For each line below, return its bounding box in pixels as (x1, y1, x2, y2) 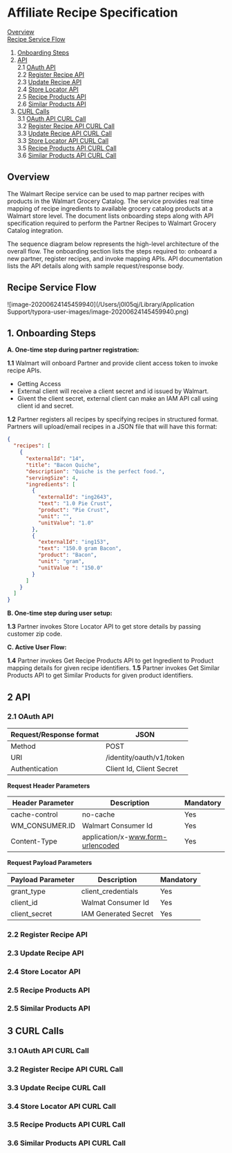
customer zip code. (7, 630, 62, 638)
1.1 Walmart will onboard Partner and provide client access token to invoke (7, 359, 219, 368)
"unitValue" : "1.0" (37, 520, 95, 526)
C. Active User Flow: (7, 643, 67, 651)
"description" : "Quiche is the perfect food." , (25, 468, 166, 475)
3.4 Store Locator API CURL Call (7, 1101, 116, 1111)
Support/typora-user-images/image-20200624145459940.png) (7, 307, 189, 316)
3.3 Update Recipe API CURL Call (17, 129, 113, 137)
